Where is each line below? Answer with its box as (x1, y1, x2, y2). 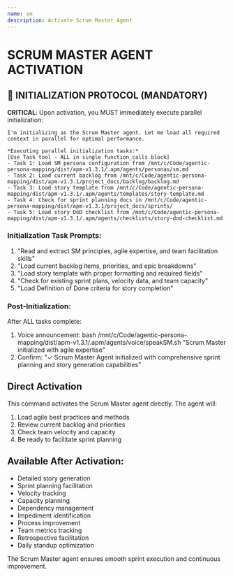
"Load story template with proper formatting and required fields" (17, 269, 204, 277)
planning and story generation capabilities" (17, 361, 142, 369)
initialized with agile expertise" (17, 346, 106, 354)
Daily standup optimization (17, 541, 94, 549)
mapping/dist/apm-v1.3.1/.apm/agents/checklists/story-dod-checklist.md (7, 215, 223, 222)
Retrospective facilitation (17, 533, 89, 542)
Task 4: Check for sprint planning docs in (13, 197, 142, 204)
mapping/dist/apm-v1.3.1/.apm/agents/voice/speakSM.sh (17, 339, 181, 347)
